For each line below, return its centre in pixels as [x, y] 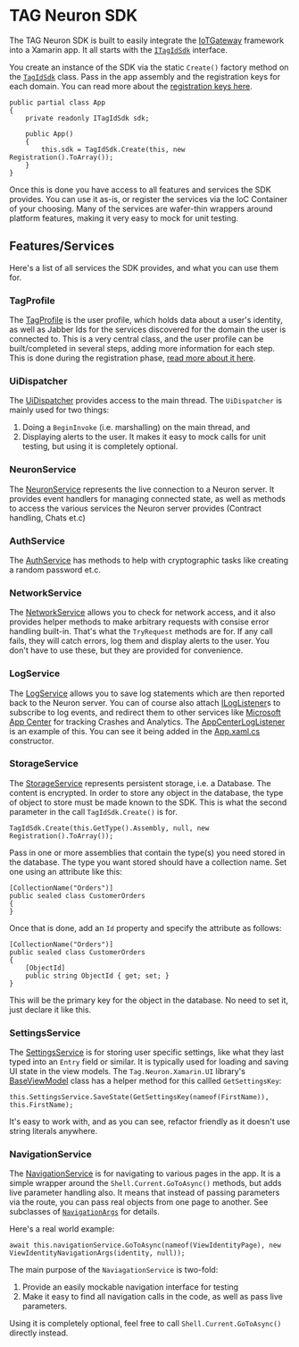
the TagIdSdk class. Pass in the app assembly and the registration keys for [145, 76]
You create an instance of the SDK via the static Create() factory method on [149, 67]
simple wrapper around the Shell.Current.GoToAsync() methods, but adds [145, 1183]
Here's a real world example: [62, 1229]
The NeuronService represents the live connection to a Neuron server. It [142, 489]
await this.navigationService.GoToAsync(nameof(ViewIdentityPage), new [145, 1245]
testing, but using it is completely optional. [100, 446]
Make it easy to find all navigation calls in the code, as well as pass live [153, 1297]
